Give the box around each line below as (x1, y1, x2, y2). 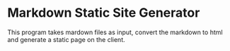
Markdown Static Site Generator (7, 5, 200, 21)
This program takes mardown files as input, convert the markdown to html (7, 28, 223, 36)
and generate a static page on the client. (7, 35, 125, 43)
